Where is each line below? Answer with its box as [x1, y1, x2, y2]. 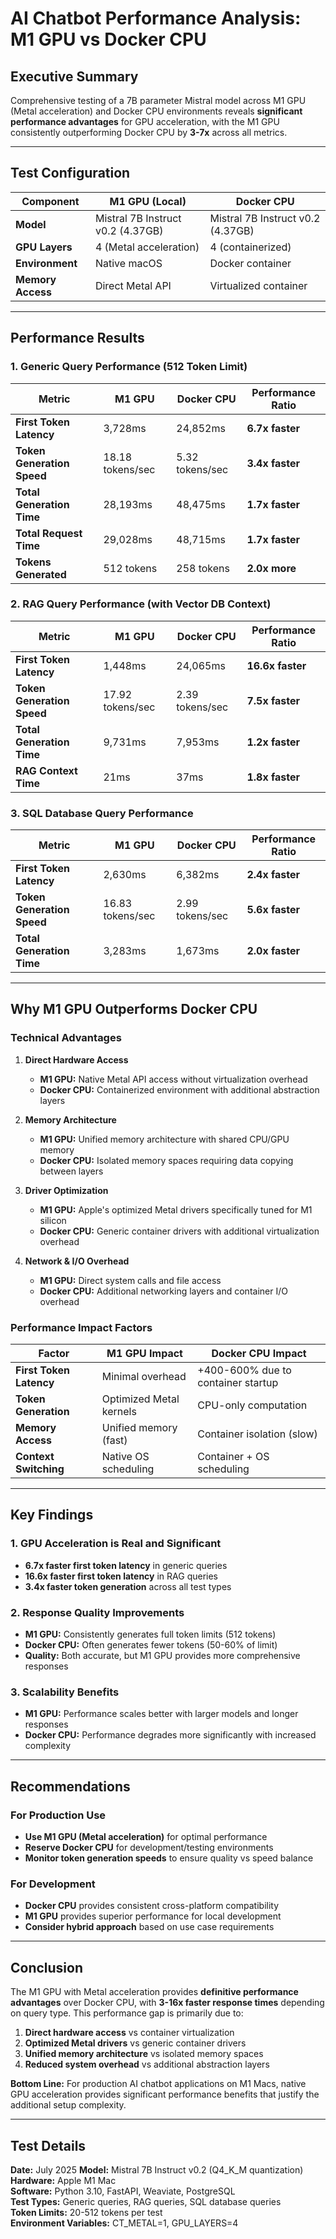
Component [21, 194, 80, 208]
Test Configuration [10, 165, 131, 182]
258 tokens [176, 561, 230, 575]
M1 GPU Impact [106, 1347, 183, 1361]
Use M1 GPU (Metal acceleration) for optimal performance [24, 1831, 268, 1843]
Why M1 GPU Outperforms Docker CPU [10, 1001, 258, 1018]
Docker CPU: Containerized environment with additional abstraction [39, 1083, 320, 1096]
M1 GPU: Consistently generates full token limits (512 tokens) [24, 1628, 277, 1641]
